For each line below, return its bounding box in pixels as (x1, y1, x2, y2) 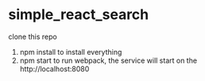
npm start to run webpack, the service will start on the (19, 56, 197, 65)
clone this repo (8, 32, 57, 41)
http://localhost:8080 (19, 64, 90, 73)
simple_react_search (8, 6, 149, 24)
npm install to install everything (19, 47, 122, 56)
